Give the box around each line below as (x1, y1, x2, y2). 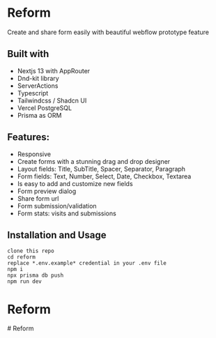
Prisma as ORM (17, 111, 62, 119)
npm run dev (7, 278, 42, 285)
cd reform (7, 254, 36, 261)
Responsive (17, 150, 51, 158)
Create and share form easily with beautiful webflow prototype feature (7, 28, 210, 36)
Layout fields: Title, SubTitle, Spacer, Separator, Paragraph (17, 164, 186, 173)
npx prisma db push (7, 272, 64, 279)
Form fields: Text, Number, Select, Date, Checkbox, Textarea (17, 172, 192, 180)
